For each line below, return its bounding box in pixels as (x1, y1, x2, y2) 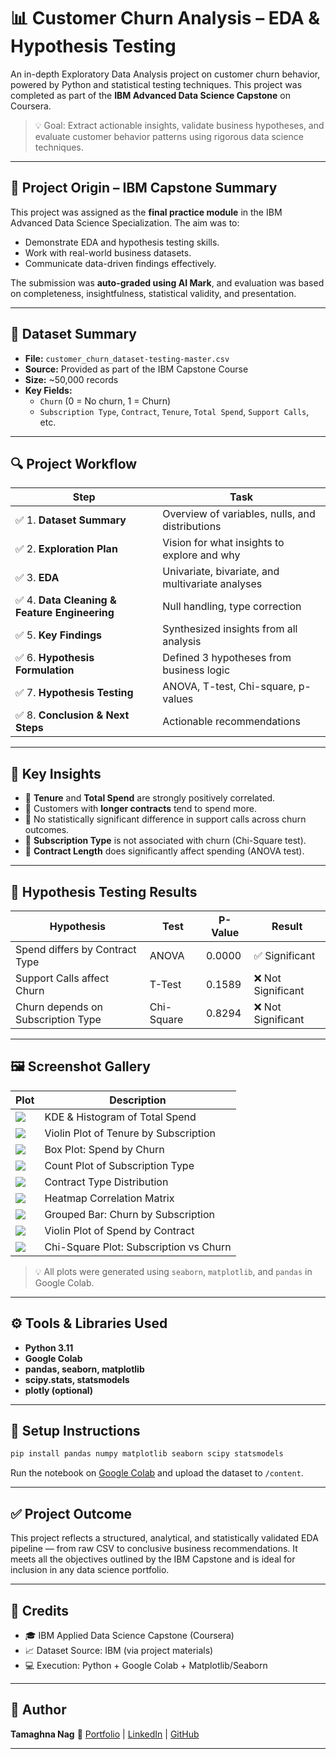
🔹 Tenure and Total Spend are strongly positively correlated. (24, 792, 276, 804)
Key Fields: (24, 384, 73, 396)
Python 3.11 (24, 1341, 74, 1354)
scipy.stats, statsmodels (24, 1373, 130, 1385)
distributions (162, 520, 222, 534)
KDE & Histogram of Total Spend (44, 1110, 197, 1124)
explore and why (162, 548, 241, 562)
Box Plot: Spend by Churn (44, 1142, 165, 1156)
